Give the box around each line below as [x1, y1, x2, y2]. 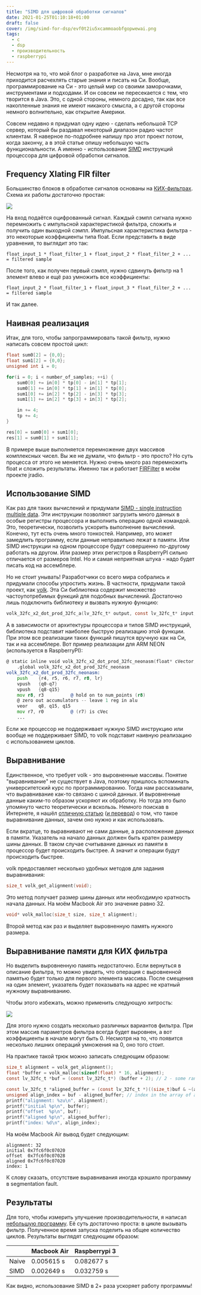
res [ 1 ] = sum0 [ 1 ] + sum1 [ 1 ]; [6, 434, 79, 441]
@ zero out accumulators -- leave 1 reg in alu [17, 697, 138, 704]
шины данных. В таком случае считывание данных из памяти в [6, 840, 168, 847]
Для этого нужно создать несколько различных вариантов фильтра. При [6, 1022, 193, 1029]
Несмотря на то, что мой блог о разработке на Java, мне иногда [6, 70, 172, 77]
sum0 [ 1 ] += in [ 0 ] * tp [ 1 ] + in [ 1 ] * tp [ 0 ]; [17, 385, 127, 391]
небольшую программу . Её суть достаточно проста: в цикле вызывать [6, 1219, 187, 1227]
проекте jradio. [6, 471, 44, 478]
